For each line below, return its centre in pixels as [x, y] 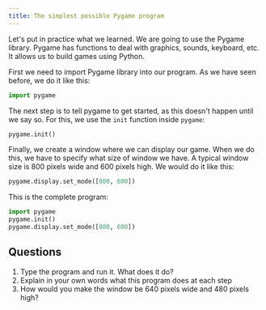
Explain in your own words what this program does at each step [126, 280]
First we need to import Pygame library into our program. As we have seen [132, 72]
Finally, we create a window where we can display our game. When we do [131, 150]
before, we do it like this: [49, 80]
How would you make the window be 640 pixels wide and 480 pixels [134, 289]
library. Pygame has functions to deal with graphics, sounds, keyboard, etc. [134, 47]
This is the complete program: [59, 197]
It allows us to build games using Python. [77, 56]
